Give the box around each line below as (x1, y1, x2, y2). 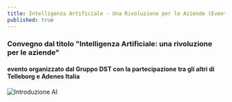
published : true (7, 17, 54, 23)
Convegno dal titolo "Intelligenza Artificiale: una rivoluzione (7, 39, 213, 49)
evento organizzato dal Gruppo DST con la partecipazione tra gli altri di (7, 65, 215, 73)
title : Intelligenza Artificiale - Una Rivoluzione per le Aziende (7, 10, 206, 17)
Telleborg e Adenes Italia (7, 72, 80, 81)
